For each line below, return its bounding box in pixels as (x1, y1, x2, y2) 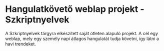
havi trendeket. (5, 41, 36, 47)
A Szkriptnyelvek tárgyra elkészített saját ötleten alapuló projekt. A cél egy (5, 30, 158, 36)
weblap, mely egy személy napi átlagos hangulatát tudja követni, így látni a (5, 36, 159, 42)
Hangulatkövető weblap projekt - (5, 3, 144, 15)
